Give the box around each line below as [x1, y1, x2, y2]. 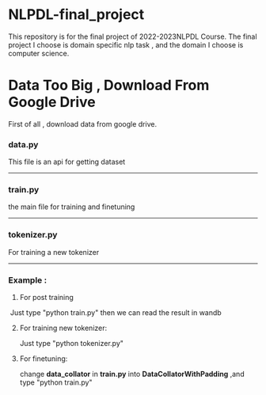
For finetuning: [19, 354, 68, 363]
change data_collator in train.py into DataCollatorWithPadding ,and [19, 370, 245, 379]
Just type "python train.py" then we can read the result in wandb [9, 308, 222, 317]
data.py [8, 139, 39, 150]
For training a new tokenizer [8, 247, 100, 256]
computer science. [8, 48, 70, 58]
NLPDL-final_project [8, 6, 145, 24]
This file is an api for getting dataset [8, 157, 126, 167]
